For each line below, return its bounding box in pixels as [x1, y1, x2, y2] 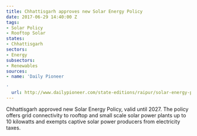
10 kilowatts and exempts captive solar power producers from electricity [6, 118, 181, 125]
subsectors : [6, 57, 35, 63]
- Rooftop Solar [6, 30, 46, 36]
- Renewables [6, 62, 38, 69]
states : [6, 36, 25, 41]
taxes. [6, 124, 21, 131]
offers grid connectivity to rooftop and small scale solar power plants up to [6, 111, 186, 118]
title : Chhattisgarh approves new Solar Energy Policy [6, 8, 143, 15]
